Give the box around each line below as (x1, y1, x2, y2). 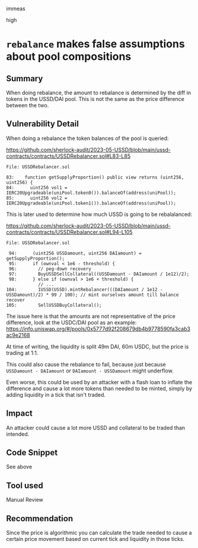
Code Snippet (6, 448, 58, 458)
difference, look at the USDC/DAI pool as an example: (6, 318, 137, 326)
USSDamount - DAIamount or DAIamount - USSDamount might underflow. (6, 367, 174, 374)
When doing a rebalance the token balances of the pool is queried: (6, 135, 169, 142)
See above (6, 463, 33, 470)
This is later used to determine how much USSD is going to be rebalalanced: (6, 211, 193, 218)
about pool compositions (6, 50, 132, 63)
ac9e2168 (6, 332, 31, 339)
